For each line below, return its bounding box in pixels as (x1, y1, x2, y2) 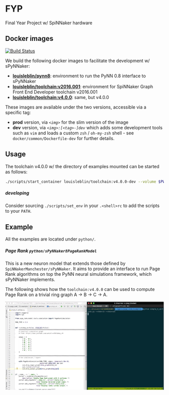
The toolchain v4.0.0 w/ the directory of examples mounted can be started (5, 163, 159, 169)
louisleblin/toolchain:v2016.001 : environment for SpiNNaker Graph (12, 83, 153, 89)
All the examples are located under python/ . (5, 236, 96, 242)
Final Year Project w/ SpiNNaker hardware (5, 20, 93, 26)
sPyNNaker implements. (5, 276, 55, 283)
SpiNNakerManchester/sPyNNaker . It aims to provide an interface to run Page (5, 266, 160, 272)
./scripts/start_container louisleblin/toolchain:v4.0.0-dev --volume (5, 179, 156, 184)
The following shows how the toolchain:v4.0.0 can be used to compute (5, 286, 155, 292)
